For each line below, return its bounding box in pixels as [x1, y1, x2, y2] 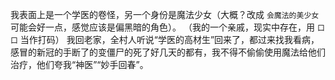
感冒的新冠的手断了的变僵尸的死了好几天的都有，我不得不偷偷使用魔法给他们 [10, 46, 326, 58]
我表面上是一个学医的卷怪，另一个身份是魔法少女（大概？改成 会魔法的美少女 [10, 9, 320, 20]
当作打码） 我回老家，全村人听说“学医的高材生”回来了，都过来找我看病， [19, 34, 320, 45]
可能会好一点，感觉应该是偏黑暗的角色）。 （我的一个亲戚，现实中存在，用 [10, 21, 315, 33]
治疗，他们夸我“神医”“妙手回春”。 [10, 59, 149, 70]
